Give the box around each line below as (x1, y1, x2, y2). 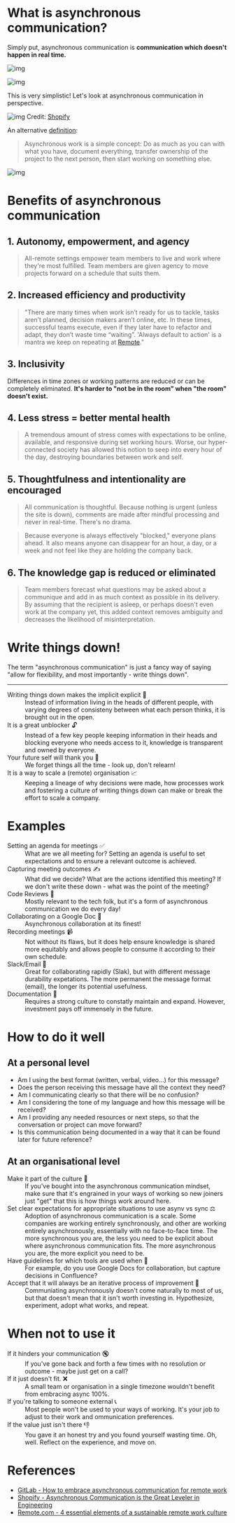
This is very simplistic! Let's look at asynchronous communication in (7, 91, 204, 100)
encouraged (7, 484, 62, 496)
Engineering (17, 1501, 52, 1509)
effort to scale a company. (24, 793, 100, 802)
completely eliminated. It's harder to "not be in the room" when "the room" (7, 384, 227, 392)
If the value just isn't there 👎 (7, 1420, 90, 1429)
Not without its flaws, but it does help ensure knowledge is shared (24, 937, 215, 945)
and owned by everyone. (24, 745, 97, 754)
